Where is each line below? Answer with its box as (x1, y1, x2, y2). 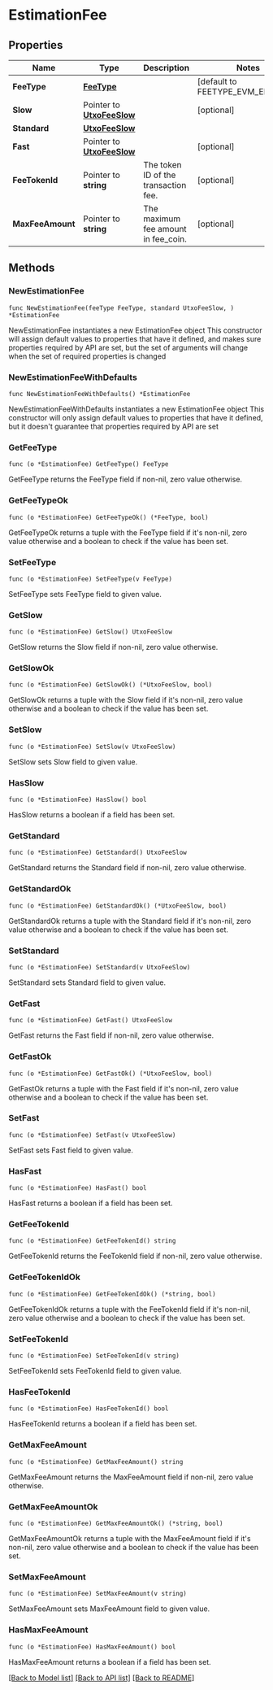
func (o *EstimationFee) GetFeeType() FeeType (8, 460, 169, 468)
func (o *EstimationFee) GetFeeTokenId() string (8, 1237, 176, 1245)
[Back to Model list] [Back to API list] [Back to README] (8, 1673, 195, 1683)
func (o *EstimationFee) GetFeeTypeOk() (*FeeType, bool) (8, 513, 209, 521)
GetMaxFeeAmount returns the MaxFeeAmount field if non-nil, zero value (8, 1472, 253, 1482)
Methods (8, 261, 55, 275)
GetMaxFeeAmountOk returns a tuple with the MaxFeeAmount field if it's (8, 1533, 251, 1543)
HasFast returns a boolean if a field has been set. (8, 1198, 173, 1209)
